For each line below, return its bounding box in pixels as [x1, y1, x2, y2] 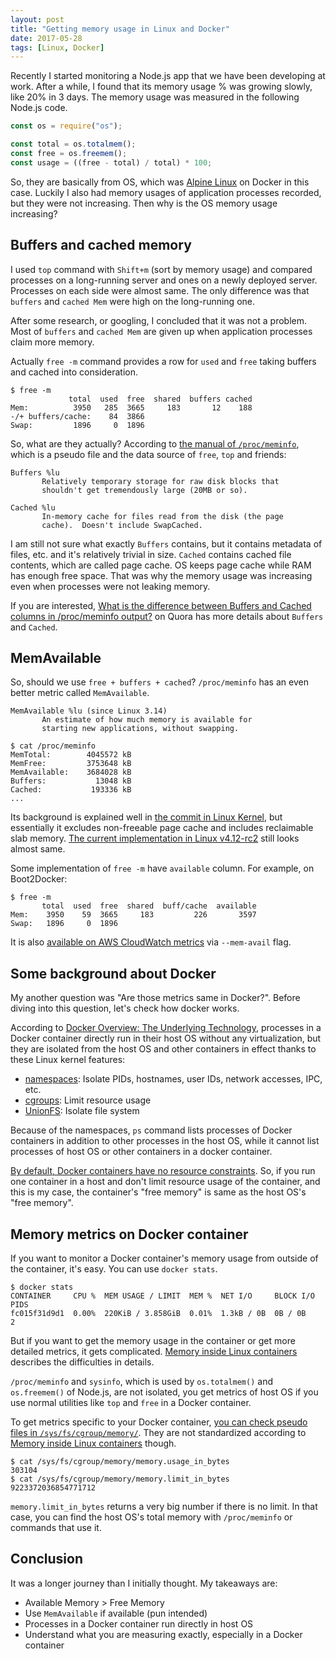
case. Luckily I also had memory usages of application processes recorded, [10, 186, 322, 198]
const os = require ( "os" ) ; [10, 121, 123, 131]
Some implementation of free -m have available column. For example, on [10, 862, 315, 875]
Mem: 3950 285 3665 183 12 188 [10, 402, 253, 413]
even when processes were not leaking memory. [10, 580, 211, 592]
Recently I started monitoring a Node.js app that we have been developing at [10, 70, 326, 82]
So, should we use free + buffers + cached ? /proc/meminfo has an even [10, 676, 309, 688]
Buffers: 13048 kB [10, 776, 132, 786]
